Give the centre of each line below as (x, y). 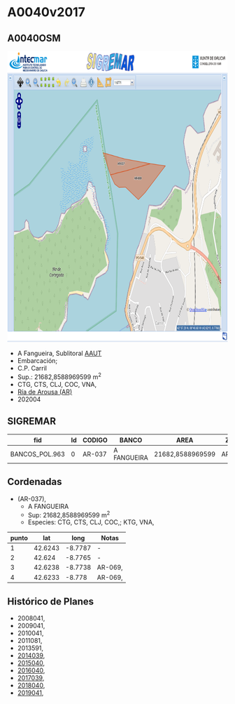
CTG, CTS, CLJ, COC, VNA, (57, 384)
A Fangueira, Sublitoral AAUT (59, 353)
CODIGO (95, 440)
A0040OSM (34, 38)
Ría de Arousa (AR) (45, 392)
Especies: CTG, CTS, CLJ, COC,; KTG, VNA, (91, 522)
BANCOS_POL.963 (37, 454)
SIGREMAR (31, 421)
